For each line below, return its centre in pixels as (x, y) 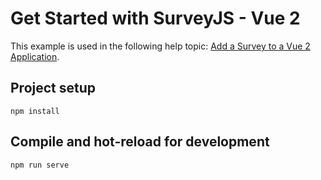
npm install (35, 111)
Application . (35, 56)
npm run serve (40, 165)
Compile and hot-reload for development (140, 142)
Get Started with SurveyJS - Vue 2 (155, 18)
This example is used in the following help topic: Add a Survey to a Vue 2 (160, 46)
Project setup (53, 88)
